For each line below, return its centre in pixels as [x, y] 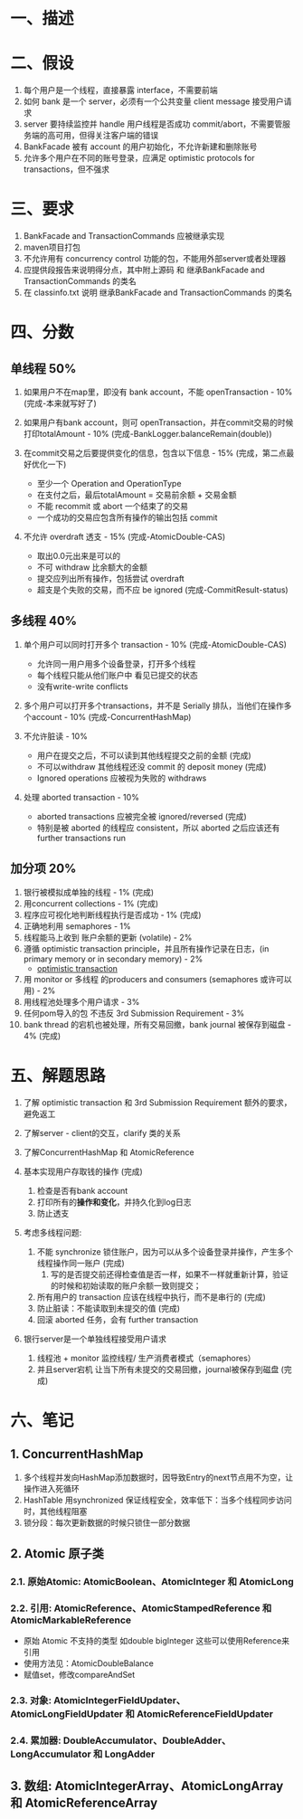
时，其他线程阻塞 [55, 1511]
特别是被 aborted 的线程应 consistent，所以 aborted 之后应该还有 [158, 828]
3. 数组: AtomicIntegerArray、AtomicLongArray [147, 1786]
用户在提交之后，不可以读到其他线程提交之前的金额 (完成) [144, 755]
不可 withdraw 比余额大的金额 [92, 567]
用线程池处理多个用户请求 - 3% [81, 1001]
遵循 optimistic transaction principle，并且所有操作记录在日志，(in [146, 948]
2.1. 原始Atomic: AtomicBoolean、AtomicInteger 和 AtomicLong [152, 1581]
